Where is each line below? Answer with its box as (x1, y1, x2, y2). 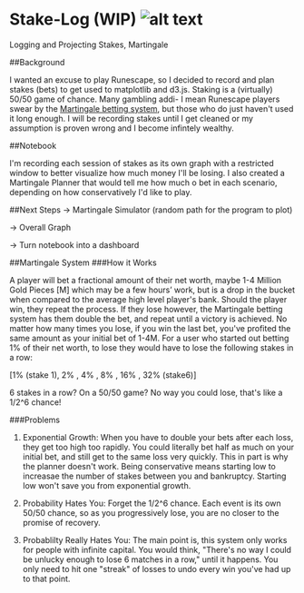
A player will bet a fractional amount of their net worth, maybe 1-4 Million (9, 274, 282, 285)
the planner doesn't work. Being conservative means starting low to (22, 460, 277, 471)
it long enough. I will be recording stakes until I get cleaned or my (9, 113, 254, 124)
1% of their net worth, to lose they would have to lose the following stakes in (9, 341, 294, 353)
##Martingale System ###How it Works (9, 257, 157, 268)
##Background (9, 56, 65, 67)
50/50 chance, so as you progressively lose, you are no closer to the (22, 507, 279, 518)
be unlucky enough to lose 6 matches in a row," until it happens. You (22, 554, 279, 565)
